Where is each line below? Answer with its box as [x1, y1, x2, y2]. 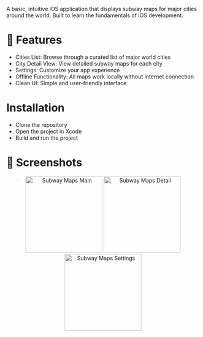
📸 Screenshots [6, 156, 83, 170]
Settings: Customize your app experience [15, 66, 120, 74]
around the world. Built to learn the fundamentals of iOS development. [6, 12, 183, 19]
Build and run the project [15, 134, 79, 142]
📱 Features [6, 33, 63, 47]
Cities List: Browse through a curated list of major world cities [15, 53, 171, 61]
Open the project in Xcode [15, 127, 82, 135]
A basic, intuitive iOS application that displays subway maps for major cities [6, 6, 197, 12]
